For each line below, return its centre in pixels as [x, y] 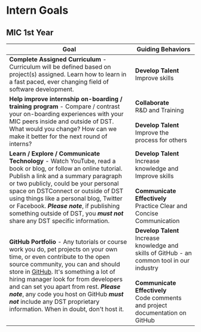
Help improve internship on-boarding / [66, 99]
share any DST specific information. [60, 221]
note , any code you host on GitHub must [66, 294]
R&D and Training [159, 110]
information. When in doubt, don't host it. [67, 309]
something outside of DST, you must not [66, 213]
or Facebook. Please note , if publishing [65, 206]
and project [151, 305]
